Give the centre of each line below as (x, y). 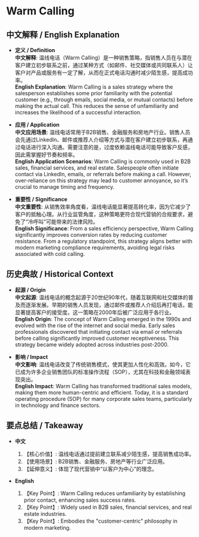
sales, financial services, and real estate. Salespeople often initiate (97, 168)
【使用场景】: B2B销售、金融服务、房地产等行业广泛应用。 (96, 461)
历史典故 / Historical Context (60, 274)
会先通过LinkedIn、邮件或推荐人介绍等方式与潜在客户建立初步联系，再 (101, 140)
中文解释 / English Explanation (63, 34)
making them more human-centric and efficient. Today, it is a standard (101, 392)
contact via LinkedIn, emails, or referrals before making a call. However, (103, 174)
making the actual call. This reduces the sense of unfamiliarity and (97, 106)
